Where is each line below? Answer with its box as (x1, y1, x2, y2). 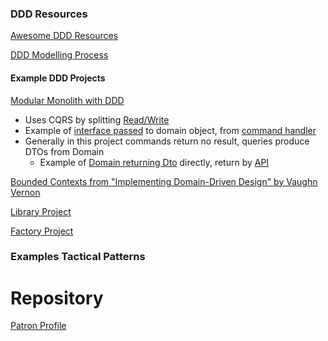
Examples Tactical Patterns (10, 250, 146, 264)
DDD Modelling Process (10, 49, 109, 61)
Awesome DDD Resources (10, 30, 119, 42)
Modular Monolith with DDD (10, 94, 125, 106)
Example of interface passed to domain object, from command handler (24, 124, 317, 136)
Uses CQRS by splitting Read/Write (24, 113, 170, 126)
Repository (10, 287, 104, 309)
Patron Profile (10, 320, 67, 332)
